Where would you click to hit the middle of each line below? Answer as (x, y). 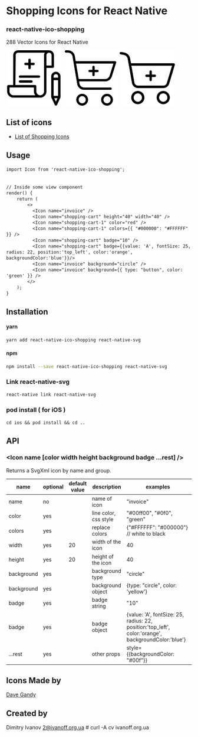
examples (158, 487)
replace (101, 527)
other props (106, 654)
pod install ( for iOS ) (36, 410)
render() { (19, 193)
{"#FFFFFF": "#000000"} (157, 527)
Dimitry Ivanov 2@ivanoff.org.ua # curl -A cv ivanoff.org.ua (77, 727)
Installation (27, 312)
